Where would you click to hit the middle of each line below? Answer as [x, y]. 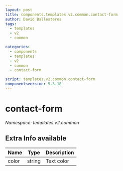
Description [60, 152]
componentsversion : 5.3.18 [33, 84]
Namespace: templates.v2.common [42, 122]
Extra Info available [36, 138]
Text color [57, 161]
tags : [11, 24]
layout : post [19, 10]
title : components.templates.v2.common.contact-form [61, 15]
